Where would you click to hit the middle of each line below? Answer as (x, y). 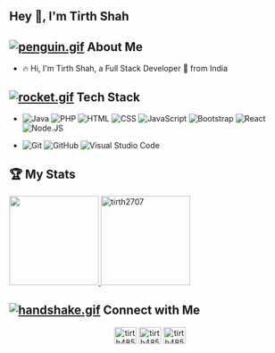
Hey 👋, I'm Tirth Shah (69, 17)
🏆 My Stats (42, 175)
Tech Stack (108, 97)
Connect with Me (152, 311)
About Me (115, 47)
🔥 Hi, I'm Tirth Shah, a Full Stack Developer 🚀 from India (125, 69)
